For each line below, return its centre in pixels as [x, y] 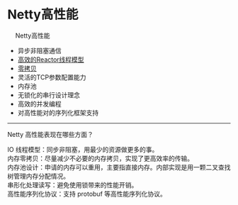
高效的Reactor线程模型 [51, 59]
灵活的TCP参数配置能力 [52, 77]
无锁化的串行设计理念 [49, 95]
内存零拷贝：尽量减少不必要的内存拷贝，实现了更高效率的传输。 [100, 158]
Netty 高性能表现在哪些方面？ [50, 134]
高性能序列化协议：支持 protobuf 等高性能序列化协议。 [87, 194]
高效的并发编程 [39, 104]
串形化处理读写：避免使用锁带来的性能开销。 [73, 184]
